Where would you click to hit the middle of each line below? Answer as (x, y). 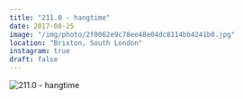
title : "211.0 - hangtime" (60, 18)
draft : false (34, 59)
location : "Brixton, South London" (76, 43)
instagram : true (40, 51)
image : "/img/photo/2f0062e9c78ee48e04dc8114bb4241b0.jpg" (122, 34)
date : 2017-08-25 (42, 26)
